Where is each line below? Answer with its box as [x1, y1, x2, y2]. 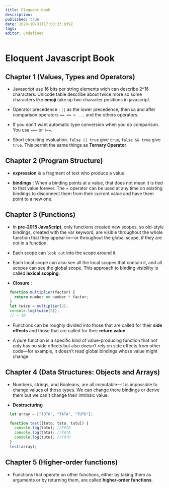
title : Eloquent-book [5, 7, 51, 13]
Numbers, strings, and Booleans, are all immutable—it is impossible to [12, 381, 157, 387]
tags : [5, 26, 17, 31]
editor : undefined [5, 31, 44, 36]
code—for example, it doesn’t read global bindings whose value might [12, 348, 158, 354]
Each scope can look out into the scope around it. [12, 250, 117, 256]
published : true [5, 17, 39, 22]
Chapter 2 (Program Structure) [5, 157, 103, 165]
